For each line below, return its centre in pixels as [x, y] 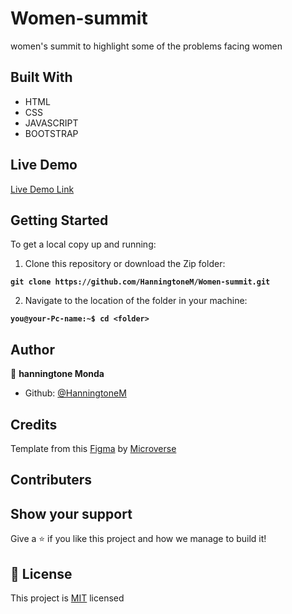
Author [32, 349]
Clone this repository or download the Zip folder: [125, 264]
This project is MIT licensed [67, 598]
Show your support [71, 513]
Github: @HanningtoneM [75, 393]
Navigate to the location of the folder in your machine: [136, 301]
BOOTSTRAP [51, 133]
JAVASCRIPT [51, 123]
